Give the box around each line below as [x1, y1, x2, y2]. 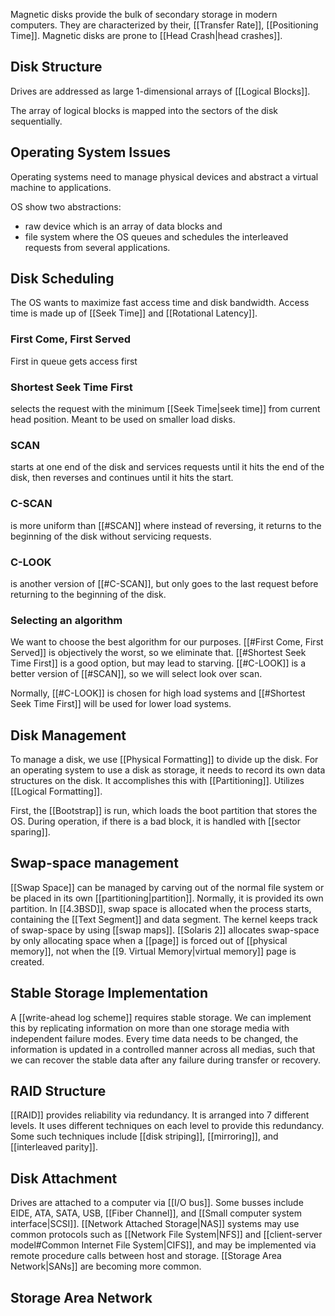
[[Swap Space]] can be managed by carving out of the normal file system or [10, 881, 325, 893]
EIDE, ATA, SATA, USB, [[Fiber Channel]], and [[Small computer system [10, 1207, 303, 1219]
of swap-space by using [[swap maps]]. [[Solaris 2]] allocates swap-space [10, 924, 320, 936]
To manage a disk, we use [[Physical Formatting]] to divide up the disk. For [10, 754, 319, 766]
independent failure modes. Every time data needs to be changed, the [10, 1032, 299, 1044]
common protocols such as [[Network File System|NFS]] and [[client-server [10, 1229, 323, 1241]
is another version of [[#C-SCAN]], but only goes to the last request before [10, 577, 319, 589]
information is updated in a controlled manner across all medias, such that [10, 1043, 316, 1055]
